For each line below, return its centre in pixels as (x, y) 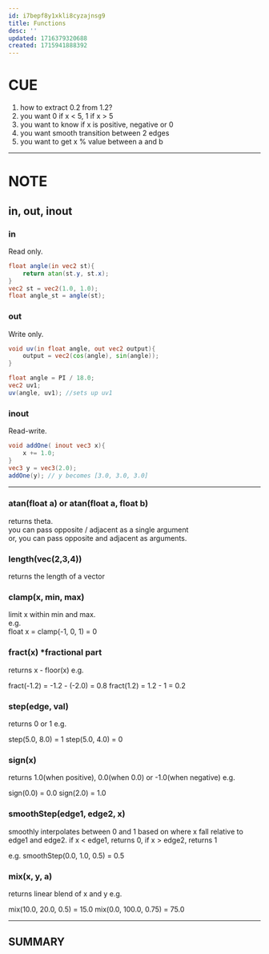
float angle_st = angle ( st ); (57, 296)
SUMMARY (37, 942)
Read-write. (28, 431)
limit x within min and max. (52, 615)
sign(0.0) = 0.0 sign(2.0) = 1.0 (57, 793)
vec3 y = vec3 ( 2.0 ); (43, 468)
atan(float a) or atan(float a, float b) (78, 504)
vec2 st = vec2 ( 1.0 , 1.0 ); (53, 288)
